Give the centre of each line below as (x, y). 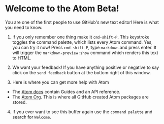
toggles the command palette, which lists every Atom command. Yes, (82, 42)
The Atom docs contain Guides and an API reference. (66, 92)
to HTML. (22, 58)
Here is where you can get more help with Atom (61, 82)
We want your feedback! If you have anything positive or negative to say (85, 67)
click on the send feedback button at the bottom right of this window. (82, 72)
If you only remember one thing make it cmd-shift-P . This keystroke (81, 37)
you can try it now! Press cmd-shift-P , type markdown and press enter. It (84, 47)
